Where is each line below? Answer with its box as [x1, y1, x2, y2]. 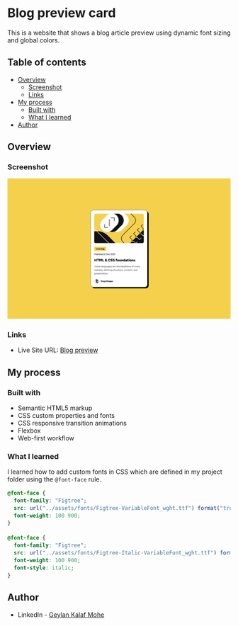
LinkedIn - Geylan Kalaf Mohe [17, 610, 105, 619]
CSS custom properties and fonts [17, 411, 115, 419]
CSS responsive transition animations [17, 419, 127, 427]
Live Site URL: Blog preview [17, 346, 98, 355]
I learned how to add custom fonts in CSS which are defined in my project [7, 467, 223, 476]
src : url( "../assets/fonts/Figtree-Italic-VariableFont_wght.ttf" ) [13, 550, 217, 557]
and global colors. [7, 35, 60, 44]
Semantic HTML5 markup [17, 404, 93, 412]
